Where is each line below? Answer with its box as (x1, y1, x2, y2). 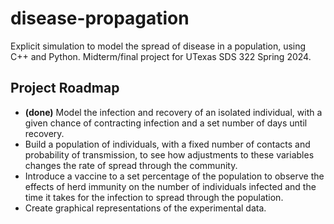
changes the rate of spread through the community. (24, 159, 238, 171)
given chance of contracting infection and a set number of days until (24, 117, 308, 129)
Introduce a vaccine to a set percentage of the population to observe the (24, 170, 325, 182)
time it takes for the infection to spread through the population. (24, 191, 284, 203)
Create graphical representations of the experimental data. (24, 202, 267, 214)
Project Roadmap (10, 80, 120, 97)
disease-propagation (10, 7, 190, 30)
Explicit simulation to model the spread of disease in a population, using (10, 40, 307, 52)
